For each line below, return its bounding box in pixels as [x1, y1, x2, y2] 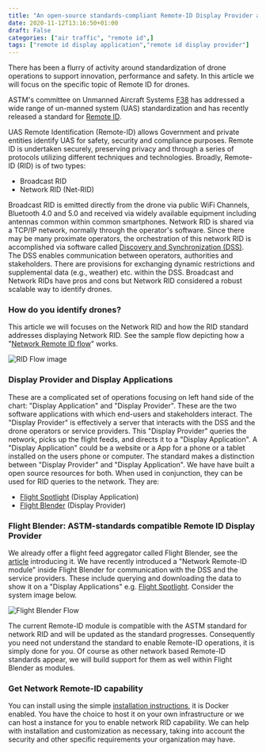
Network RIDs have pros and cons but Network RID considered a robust [8, 276, 243, 286]
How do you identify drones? [8, 305, 121, 316]
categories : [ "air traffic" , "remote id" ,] [8, 33, 154, 42]
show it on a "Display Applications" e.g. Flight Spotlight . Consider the [8, 582, 234, 592]
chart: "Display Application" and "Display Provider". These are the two [8, 401, 237, 410]
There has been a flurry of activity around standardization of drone [8, 63, 226, 72]
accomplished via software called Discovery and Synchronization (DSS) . [8, 243, 245, 252]
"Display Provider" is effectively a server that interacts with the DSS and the [8, 417, 256, 427]
